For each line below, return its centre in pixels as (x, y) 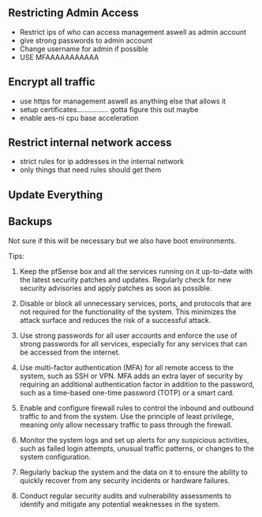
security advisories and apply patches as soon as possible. (116, 288)
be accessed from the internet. (70, 352)
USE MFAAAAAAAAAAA (59, 57)
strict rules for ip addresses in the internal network (102, 162)
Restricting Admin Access (74, 13)
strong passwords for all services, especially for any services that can (133, 343)
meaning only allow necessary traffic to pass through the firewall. (126, 425)
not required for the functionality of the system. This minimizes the (128, 312)
